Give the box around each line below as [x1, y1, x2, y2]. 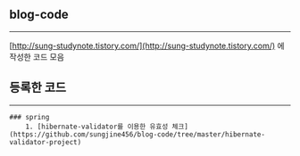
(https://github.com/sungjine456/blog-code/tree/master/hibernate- [9, 129, 266, 139]
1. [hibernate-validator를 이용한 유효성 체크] [25, 122, 189, 131]
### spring [9, 112, 50, 121]
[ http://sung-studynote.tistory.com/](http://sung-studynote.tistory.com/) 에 [9, 40, 285, 51]
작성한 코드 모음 [9, 51, 65, 62]
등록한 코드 [9, 80, 67, 95]
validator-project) [9, 137, 82, 146]
